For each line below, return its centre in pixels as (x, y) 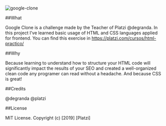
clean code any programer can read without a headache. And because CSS (83, 74)
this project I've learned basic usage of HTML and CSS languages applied (81, 33)
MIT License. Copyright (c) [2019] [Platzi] (48, 118)
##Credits (16, 89)
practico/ (15, 44)
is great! (14, 79)
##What (14, 18)
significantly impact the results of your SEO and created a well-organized (81, 68)
